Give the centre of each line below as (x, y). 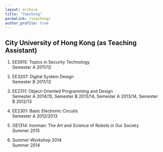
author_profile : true (27, 23)
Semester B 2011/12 (32, 82)
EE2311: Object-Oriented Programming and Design (62, 91)
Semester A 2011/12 (32, 67)
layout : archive (21, 9)
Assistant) (21, 50)
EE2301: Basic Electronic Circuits (45, 111)
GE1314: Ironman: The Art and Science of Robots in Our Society (75, 126)
